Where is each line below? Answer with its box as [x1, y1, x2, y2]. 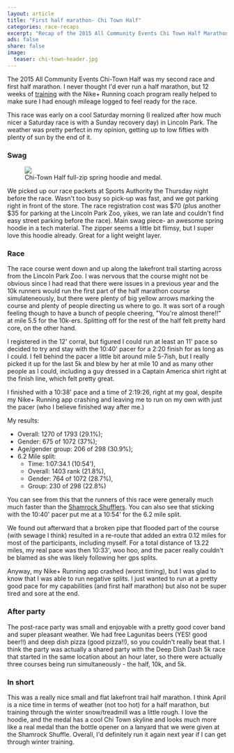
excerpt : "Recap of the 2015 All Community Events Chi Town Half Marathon [7, 29, 229, 37]
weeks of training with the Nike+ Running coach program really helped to [7, 89, 217, 98]
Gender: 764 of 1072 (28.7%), [27, 474, 114, 483]
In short [7, 677, 35, 687]
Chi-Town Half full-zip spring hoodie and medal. [24, 173, 162, 182]
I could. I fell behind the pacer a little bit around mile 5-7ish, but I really [7, 352, 210, 360]
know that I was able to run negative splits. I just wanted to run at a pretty [7, 574, 218, 583]
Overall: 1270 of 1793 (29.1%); [17, 430, 103, 439]
